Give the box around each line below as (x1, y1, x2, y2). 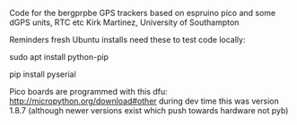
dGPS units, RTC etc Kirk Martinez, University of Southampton (9, 17, 240, 28)
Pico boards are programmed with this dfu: (9, 87, 168, 96)
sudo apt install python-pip (9, 52, 109, 62)
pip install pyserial (9, 69, 76, 79)
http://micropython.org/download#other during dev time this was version (9, 96, 280, 106)
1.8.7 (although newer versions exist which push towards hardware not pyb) (9, 105, 289, 115)
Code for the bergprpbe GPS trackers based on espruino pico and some (9, 8, 276, 18)
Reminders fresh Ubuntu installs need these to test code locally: (9, 35, 246, 45)
